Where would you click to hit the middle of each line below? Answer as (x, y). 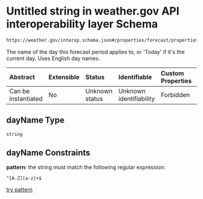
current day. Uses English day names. (53, 58)
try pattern (20, 190)
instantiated (26, 98)
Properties (176, 81)
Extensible (64, 77)
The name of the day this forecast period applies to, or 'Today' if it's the (96, 52)
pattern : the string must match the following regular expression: (86, 167)
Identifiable (135, 77)
